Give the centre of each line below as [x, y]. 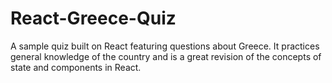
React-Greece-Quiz [93, 18]
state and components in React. [76, 67]
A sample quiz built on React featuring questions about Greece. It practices [165, 46]
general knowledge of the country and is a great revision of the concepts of [166, 56]
